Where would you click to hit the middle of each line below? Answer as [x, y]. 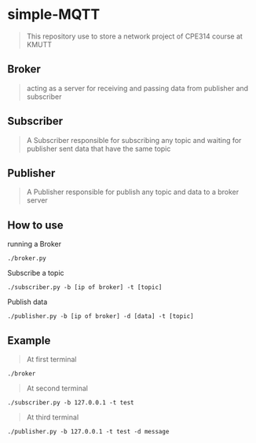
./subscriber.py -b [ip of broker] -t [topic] [85, 287]
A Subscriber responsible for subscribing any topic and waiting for [134, 140]
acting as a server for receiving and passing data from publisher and [137, 88]
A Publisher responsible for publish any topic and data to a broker [133, 192]
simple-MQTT [54, 15]
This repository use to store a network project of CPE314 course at [134, 36]
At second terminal [57, 388]
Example [29, 340]
